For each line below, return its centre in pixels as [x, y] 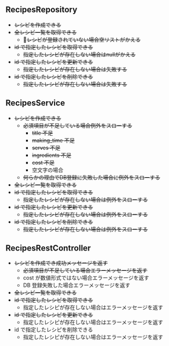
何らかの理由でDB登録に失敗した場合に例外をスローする [92, 177]
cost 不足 [43, 162]
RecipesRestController [48, 248]
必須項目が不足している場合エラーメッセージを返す [85, 270]
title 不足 [42, 133]
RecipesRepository [42, 10]
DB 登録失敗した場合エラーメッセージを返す [76, 285]
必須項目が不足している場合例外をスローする [78, 125]
